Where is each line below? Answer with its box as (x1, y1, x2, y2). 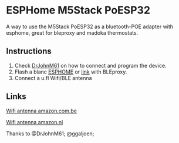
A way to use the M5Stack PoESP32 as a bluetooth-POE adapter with (6, 23, 174, 30)
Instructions (6, 46, 52, 56)
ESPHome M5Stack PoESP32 (6, 4, 151, 17)
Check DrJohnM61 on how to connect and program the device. (14, 62, 167, 69)
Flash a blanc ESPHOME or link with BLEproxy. (14, 68, 127, 75)
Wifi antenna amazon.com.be (6, 107, 77, 114)
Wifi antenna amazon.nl (6, 118, 63, 125)
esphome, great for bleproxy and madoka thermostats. (6, 29, 139, 36)
